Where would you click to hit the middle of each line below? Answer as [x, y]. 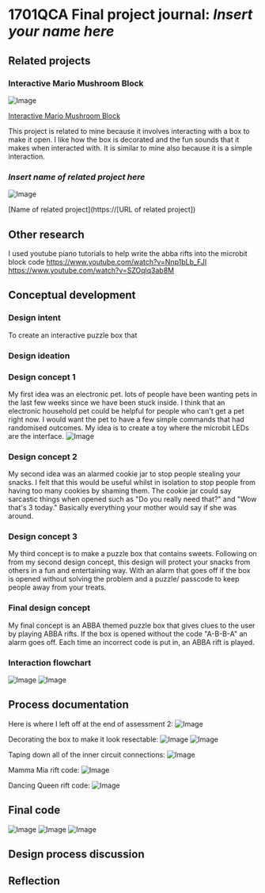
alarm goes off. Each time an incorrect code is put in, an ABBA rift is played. [131, 642]
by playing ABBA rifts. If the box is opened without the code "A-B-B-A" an [128, 633]
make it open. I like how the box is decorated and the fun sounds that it [124, 139]
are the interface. [36, 436]
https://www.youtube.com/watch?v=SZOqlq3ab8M [91, 270]
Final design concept [49, 608]
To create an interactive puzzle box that [73, 335]
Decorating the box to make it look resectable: [83, 739]
